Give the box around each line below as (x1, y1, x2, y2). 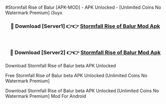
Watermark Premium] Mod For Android (5, 93, 86, 99)
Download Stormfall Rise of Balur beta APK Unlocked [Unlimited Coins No (5, 87, 159, 93)
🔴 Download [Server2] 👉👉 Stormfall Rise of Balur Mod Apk (10, 49, 161, 56)
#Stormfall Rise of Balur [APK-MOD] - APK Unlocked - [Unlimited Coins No (5, 5, 161, 10)
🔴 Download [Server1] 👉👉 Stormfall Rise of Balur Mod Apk (10, 22, 160, 29)
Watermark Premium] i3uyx (5, 10, 62, 16)
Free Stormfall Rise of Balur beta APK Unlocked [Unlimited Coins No (5, 72, 148, 78)
